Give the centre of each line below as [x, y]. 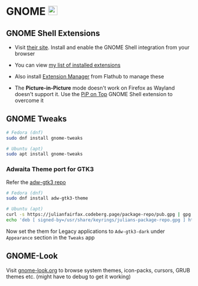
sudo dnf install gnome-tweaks [44, 138]
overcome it [29, 100]
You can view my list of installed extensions [67, 65]
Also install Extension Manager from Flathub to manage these [89, 76]
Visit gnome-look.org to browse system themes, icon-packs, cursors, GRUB [98, 270]
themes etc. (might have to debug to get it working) [69, 277]
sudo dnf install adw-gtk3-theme [47, 198]
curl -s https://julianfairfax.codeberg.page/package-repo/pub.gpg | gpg [99, 215]
